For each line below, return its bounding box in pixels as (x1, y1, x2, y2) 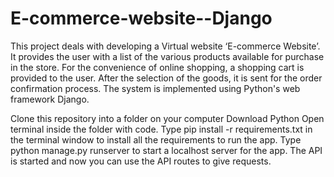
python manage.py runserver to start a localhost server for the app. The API (10, 144, 323, 156)
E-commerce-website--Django (10, 7, 273, 30)
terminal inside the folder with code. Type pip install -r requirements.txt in (10, 123, 313, 135)
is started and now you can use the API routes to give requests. (10, 155, 272, 167)
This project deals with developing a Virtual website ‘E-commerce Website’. (10, 40, 321, 52)
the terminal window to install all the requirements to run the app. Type (10, 133, 302, 146)
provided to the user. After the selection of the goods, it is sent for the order (10, 72, 323, 84)
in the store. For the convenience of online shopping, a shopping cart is (10, 61, 305, 73)
